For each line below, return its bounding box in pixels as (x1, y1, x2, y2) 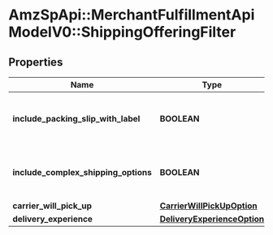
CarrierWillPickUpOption (159, 200, 258, 211)
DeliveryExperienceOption (159, 213, 265, 224)
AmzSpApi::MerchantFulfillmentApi (8, 6, 255, 24)
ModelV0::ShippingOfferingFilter (8, 23, 236, 41)
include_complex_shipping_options (12, 167, 152, 177)
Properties (8, 55, 63, 69)
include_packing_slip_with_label (12, 113, 141, 124)
